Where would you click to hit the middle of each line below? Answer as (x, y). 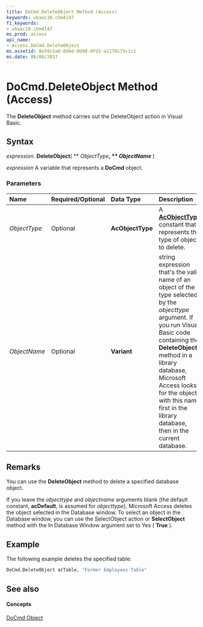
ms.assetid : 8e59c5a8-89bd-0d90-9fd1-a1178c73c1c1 (71, 51)
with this (171, 400)
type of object (179, 239)
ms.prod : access (27, 34)
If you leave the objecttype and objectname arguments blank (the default (97, 500)
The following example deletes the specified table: (69, 559)
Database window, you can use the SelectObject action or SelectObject (96, 519)
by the (168, 302)
